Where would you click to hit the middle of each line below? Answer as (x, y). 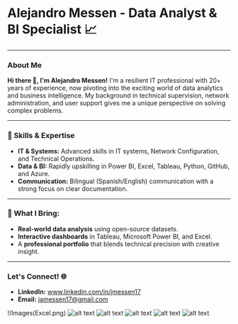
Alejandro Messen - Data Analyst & (112, 13)
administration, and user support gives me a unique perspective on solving (117, 103)
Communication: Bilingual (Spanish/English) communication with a (115, 181)
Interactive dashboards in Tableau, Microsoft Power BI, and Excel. (115, 236)
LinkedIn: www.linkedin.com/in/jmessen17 (79, 292)
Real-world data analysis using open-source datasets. (98, 228)
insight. (28, 251)
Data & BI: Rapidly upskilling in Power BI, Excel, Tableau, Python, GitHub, (124, 166)
